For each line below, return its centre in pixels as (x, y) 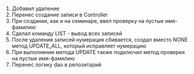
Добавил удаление (36, 9)
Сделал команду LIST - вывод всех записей (67, 33)
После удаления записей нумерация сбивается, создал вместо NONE (100, 40)
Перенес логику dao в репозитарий (56, 65)
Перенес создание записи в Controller (60, 15)
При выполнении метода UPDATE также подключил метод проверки (98, 52)
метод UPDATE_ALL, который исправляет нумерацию (79, 46)
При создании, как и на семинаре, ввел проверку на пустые (88, 21)
